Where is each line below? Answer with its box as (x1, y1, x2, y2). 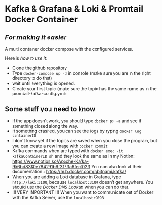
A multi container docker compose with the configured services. (5, 46, 133, 52)
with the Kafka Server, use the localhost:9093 (12, 194, 104, 200)
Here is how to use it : (5, 56, 48, 61)
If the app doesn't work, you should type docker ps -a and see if (12, 118, 142, 124)
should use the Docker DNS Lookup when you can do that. (12, 184, 130, 190)
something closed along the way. (12, 123, 79, 129)
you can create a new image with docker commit (12, 143, 108, 149)
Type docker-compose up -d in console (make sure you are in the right (12, 70, 151, 76)
